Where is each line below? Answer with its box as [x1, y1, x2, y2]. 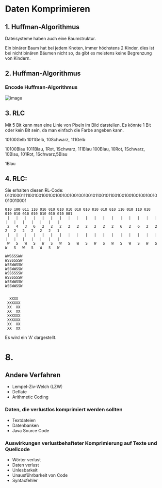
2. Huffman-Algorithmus [5, 69, 81, 78]
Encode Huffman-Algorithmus [5, 84, 78, 91]
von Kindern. [5, 55, 31, 61]
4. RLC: [5, 174, 28, 183]
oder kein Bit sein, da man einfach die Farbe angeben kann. [5, 127, 124, 133]
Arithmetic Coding [12, 394, 49, 400]
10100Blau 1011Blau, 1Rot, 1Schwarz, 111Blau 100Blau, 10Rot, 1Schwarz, [5, 146, 146, 151]
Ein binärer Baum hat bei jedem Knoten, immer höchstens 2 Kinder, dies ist [5, 45, 154, 50]
